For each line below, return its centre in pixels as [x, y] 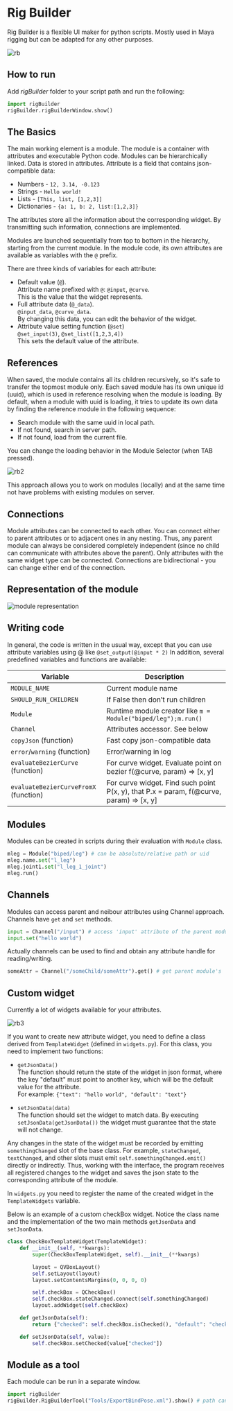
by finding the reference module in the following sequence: [92, 409]
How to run [32, 75]
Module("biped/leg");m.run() [155, 718]
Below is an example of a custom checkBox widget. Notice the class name [113, 1214]
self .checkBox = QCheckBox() [74, 1292]
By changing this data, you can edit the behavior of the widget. [107, 319]
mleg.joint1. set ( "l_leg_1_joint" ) [57, 867]
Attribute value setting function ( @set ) [71, 327]
